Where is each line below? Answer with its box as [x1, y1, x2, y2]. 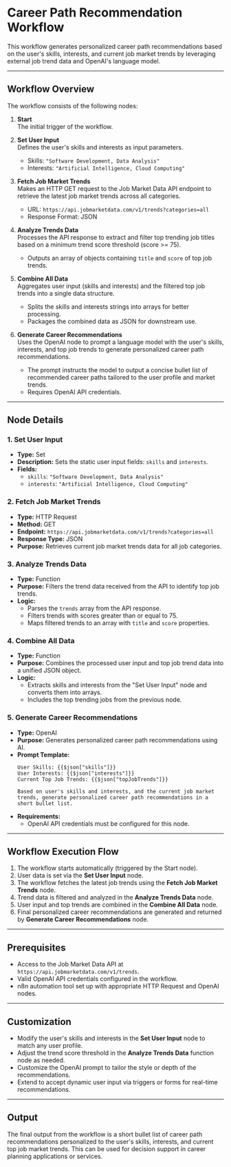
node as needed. [16, 1056, 65, 1064]
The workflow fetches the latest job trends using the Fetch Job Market [16, 879, 218, 887]
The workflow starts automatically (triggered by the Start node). [16, 864, 198, 873]
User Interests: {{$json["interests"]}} [16, 770, 135, 777]
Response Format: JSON [27, 212, 98, 221]
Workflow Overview [7, 83, 95, 95]
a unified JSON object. [16, 667, 82, 675]
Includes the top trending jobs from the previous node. [27, 696, 182, 704]
